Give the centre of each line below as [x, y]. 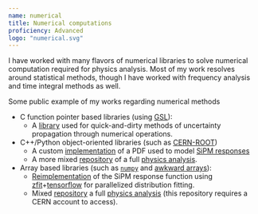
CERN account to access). [74, 202]
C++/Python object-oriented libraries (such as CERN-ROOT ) [118, 143]
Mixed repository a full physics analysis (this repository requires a [140, 193]
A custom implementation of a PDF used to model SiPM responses [141, 151]
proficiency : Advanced [46, 30]
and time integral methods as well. [64, 86]
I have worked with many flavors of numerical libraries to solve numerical [128, 61]
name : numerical [35, 16]
